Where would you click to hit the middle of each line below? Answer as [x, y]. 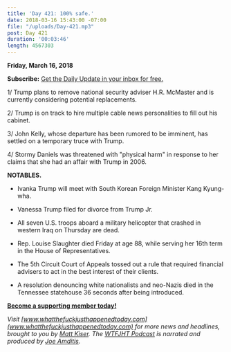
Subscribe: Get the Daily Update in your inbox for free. [85, 79]
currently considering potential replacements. [72, 100]
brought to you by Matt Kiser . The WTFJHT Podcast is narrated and [104, 334]
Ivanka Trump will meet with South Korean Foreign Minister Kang [109, 188]
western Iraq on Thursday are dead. [68, 230]
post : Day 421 [28, 33]
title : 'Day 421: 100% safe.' [51, 13]
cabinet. [19, 120]
